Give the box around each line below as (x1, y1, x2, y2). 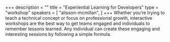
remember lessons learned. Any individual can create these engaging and (5, 26, 160, 32)
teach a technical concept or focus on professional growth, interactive (5, 15, 153, 21)
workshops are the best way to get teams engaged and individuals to (5, 20, 150, 26)
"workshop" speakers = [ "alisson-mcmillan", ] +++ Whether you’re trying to (5, 10, 165, 16)
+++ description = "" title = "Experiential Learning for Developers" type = (5, 5, 159, 10)
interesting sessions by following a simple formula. (5, 31, 111, 37)
